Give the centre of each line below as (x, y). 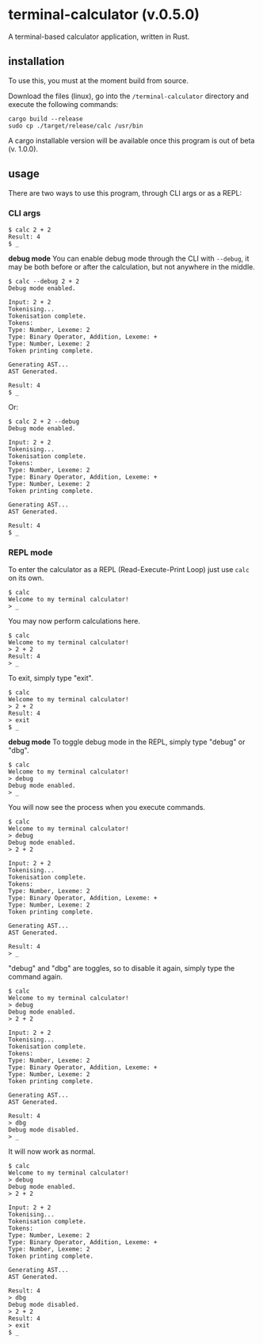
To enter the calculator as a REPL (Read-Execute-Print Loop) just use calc (129, 570)
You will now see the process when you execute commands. (107, 808)
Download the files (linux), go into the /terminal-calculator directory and (129, 96)
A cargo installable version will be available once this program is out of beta (131, 140)
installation (36, 61)
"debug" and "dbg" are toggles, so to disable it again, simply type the (122, 968)
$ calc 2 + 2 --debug (44, 422)
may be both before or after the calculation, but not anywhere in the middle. (131, 266)
